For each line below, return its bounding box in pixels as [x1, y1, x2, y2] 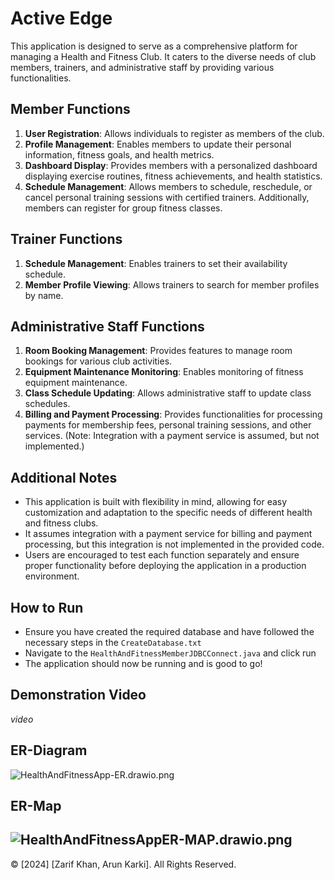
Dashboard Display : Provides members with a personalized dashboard [24, 159, 318, 171]
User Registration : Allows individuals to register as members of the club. [24, 127, 325, 139]
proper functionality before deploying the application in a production [24, 560, 307, 572]
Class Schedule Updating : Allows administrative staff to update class [24, 387, 312, 399]
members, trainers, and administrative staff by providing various [10, 61, 275, 73]
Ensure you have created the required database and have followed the [24, 626, 315, 637]
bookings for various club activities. [24, 355, 173, 367]
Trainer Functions [10, 231, 123, 248]
